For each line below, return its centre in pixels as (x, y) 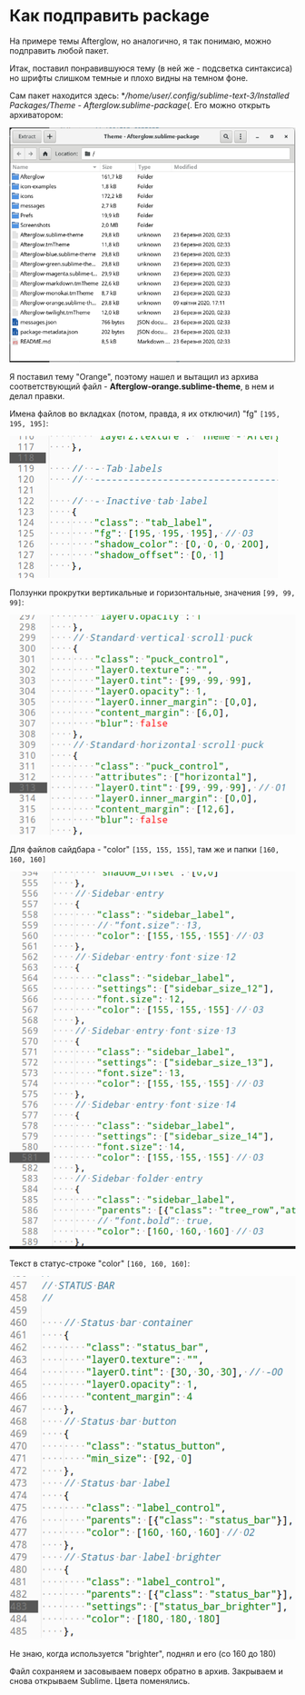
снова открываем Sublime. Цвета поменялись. (100, 1681)
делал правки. (37, 396)
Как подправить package (110, 16)
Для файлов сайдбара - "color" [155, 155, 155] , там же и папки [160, (144, 849)
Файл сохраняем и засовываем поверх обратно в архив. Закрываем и (146, 1671)
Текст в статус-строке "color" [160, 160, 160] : (100, 1263)
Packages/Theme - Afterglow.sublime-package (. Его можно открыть (140, 105)
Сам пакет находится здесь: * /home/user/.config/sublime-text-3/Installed (149, 95)
